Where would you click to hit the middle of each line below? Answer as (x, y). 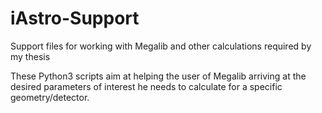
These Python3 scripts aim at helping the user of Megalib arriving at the (158, 76)
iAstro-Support (75, 18)
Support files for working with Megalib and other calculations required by (161, 46)
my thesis (30, 56)
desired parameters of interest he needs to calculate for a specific (146, 86)
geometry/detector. (50, 97)
